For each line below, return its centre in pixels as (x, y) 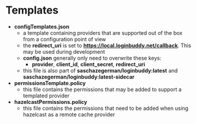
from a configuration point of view (64, 39)
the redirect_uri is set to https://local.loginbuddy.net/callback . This (107, 45)
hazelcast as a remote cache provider (69, 114)
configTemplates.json (41, 27)
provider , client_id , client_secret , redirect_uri (88, 64)
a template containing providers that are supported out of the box (103, 32)
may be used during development (64, 51)
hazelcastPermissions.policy (51, 102)
